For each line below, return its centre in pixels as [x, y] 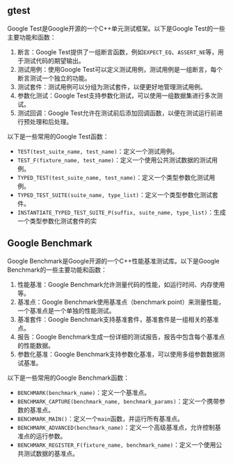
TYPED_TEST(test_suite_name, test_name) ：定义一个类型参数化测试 [113, 177]
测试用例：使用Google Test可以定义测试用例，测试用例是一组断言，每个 [120, 69]
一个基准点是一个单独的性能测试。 [66, 310]
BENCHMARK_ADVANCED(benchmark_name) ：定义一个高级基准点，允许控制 [116, 427]
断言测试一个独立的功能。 [54, 78]
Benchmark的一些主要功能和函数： [57, 270]
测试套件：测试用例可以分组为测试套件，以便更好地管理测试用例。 [112, 86]
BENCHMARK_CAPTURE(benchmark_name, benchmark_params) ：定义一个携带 [118, 401]
